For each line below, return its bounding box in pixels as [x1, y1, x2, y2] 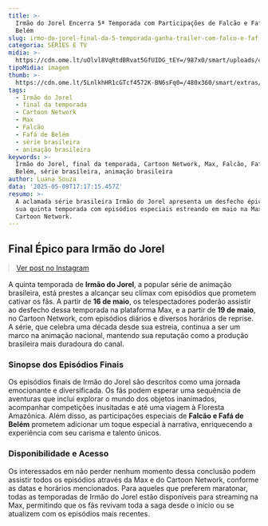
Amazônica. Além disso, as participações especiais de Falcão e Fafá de [8, 411, 244, 420]
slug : [8, 34, 26, 42]
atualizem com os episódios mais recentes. [8, 508, 150, 518]
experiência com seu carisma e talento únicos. [8, 428, 162, 438]
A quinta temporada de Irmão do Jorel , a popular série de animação [8, 280, 232, 289]
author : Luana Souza [8, 175, 77, 184]
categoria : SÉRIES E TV [8, 42, 88, 50]
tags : [8, 86, 26, 94]
